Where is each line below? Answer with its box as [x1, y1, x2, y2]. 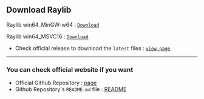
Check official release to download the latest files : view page [15, 44, 171, 52]
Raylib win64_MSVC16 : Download [6, 33, 89, 40]
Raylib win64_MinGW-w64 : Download [6, 21, 100, 28]
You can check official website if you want [6, 65, 134, 73]
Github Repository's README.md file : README [15, 86, 127, 93]
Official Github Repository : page [15, 79, 97, 87]
